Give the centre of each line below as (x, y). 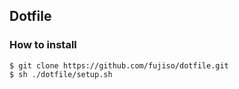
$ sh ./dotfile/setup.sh (61, 74)
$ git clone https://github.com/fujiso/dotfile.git (119, 65)
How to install (43, 45)
